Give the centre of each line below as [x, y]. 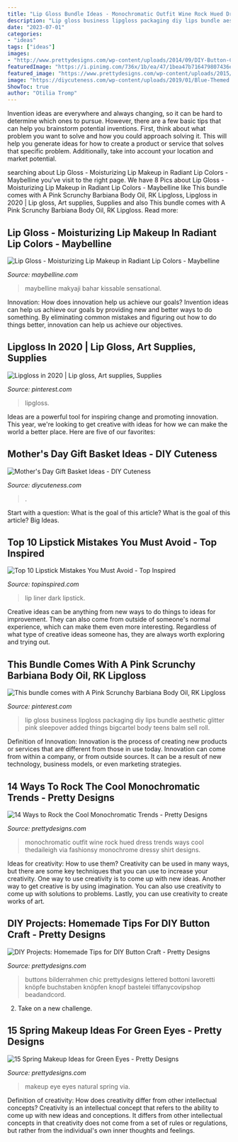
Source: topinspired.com [43, 584]
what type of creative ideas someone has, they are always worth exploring [116, 635]
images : [19, 54]
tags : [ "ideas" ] [31, 47]
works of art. [26, 901]
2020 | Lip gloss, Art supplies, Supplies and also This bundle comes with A [116, 203]
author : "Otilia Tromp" [42, 93]
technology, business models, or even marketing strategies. [95, 764]
